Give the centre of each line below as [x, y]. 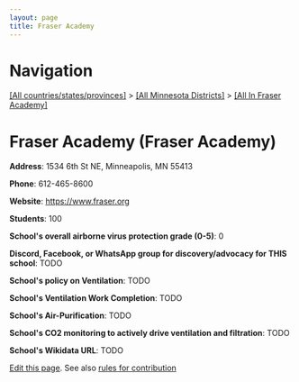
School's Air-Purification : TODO [71, 315]
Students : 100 [36, 219]
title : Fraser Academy [52, 26]
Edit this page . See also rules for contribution [93, 368]
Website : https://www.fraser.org [70, 201]
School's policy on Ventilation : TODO [80, 281]
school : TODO [36, 263]
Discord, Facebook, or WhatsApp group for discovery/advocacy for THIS [148, 254]
